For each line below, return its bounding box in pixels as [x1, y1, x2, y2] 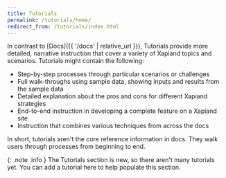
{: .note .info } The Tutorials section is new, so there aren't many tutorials [7, 156, 215, 164]
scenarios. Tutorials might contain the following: [7, 57, 144, 65]
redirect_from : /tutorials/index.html [7, 23, 119, 30]
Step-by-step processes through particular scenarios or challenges [17, 70, 210, 78]
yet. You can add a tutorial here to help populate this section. [7, 163, 182, 172]
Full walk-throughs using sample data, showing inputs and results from [17, 78, 220, 86]
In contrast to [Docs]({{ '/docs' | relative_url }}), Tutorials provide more [7, 42, 209, 51]
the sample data [17, 84, 64, 94]
